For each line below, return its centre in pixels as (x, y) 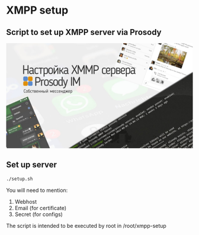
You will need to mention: (37, 191)
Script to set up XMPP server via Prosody (84, 32)
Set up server (32, 164)
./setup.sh (20, 179)
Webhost (26, 202)
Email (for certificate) (41, 208)
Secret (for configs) (39, 214)
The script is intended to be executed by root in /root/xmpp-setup (86, 226)
